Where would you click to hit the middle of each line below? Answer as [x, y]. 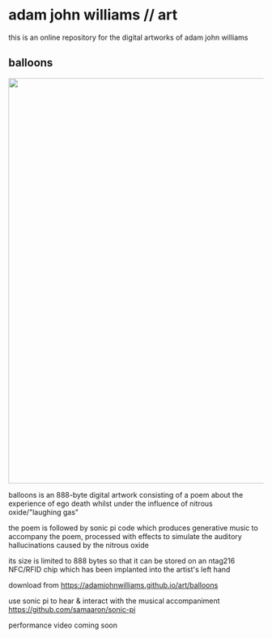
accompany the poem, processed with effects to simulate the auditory [125, 536]
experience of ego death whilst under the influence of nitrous [110, 503]
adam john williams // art [93, 15]
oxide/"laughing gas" [44, 512]
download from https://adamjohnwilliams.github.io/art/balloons [113, 584]
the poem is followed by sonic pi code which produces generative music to [134, 528]
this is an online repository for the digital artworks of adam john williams [128, 37]
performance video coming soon [63, 625]
